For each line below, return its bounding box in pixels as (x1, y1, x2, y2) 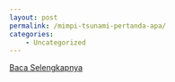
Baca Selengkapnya (9, 62, 83, 73)
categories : (9, 29, 54, 38)
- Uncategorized (25, 37, 87, 47)
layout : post (9, 12, 58, 22)
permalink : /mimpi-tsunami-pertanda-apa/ (9, 21, 167, 30)
